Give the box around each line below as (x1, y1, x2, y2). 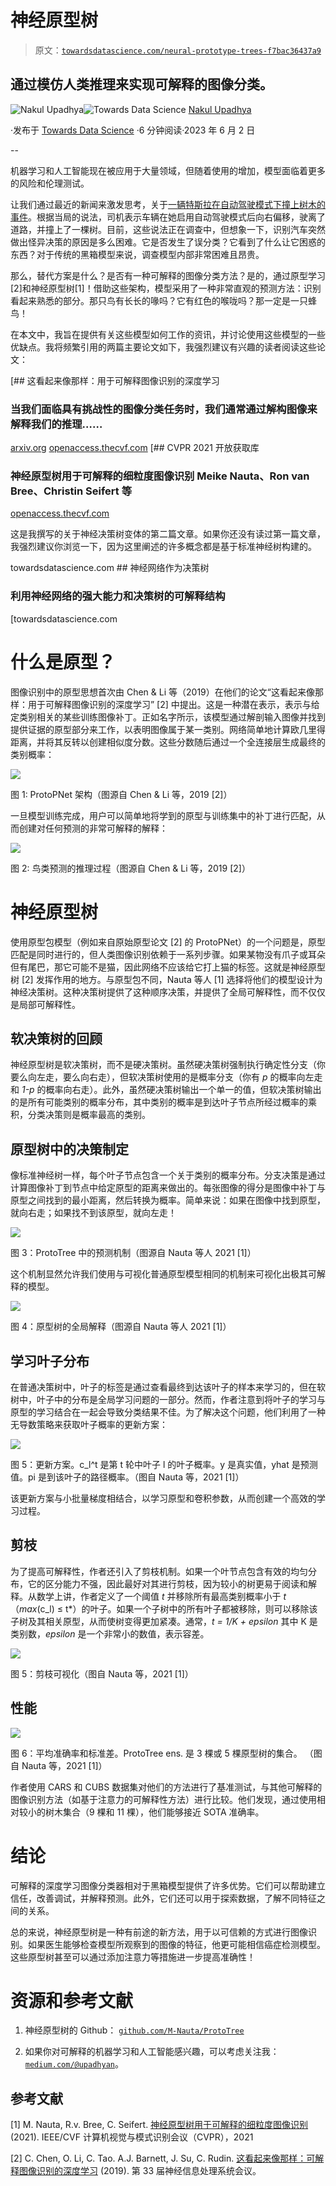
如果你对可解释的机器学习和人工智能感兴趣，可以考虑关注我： (24, 2046, 280, 2058)
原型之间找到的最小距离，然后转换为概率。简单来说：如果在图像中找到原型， (10, 1194, 326, 1206)
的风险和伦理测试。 (10, 177, 90, 189)
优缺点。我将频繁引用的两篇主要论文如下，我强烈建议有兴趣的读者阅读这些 (10, 341, 317, 353)
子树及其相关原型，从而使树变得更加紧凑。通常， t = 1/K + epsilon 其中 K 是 (10, 1615, 318, 1627)
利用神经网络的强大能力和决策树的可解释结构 (10, 589, 226, 603)
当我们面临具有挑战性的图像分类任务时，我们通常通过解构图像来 (10, 402, 318, 416)
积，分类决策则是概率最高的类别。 (10, 1109, 151, 1121)
